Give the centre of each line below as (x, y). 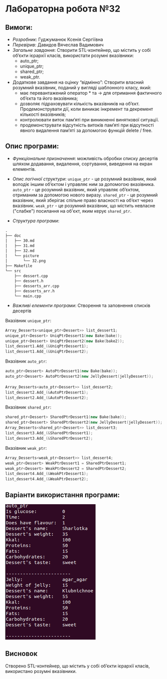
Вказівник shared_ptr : (28, 407)
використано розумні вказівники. (41, 671)
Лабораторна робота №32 (63, 9)
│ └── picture (22, 256)
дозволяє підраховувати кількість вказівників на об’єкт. (80, 104)
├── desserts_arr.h (35, 291)
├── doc (13, 235)
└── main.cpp (28, 296)
